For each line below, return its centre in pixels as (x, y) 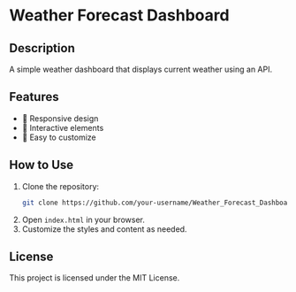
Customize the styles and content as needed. (104, 229)
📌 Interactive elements (63, 127)
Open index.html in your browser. (83, 219)
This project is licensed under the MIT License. (95, 278)
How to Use (42, 165)
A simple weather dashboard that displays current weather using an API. (140, 69)
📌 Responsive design (60, 118)
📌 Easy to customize (59, 137)
